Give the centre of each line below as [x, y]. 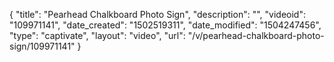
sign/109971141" [42, 46]
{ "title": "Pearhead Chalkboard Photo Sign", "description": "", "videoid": [157, 14]
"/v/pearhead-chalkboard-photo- [256, 35]
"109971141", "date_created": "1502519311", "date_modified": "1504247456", [165, 25]
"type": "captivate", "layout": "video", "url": [97, 35]
